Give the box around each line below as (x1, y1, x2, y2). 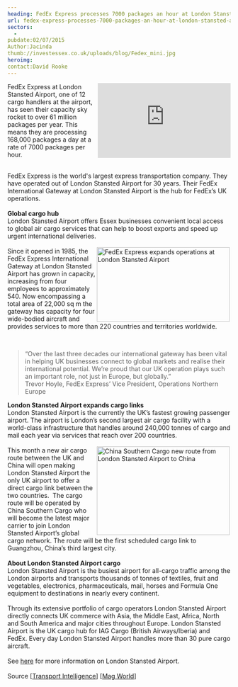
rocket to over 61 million (7, 113, 77, 121)
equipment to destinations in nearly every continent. (7, 589, 159, 597)
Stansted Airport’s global (7, 528, 80, 537)
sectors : (7, 23, 33, 30)
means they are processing (7, 127, 87, 136)
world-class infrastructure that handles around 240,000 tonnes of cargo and (7, 423, 231, 432)
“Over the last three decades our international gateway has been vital (24, 349, 227, 358)
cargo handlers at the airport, (7, 97, 93, 106)
